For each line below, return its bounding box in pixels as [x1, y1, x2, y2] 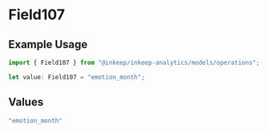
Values [8, 95, 44, 109]
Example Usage [8, 38, 88, 51]
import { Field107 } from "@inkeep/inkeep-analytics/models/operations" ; [8, 58, 261, 66]
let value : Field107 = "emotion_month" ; [8, 73, 146, 81]
